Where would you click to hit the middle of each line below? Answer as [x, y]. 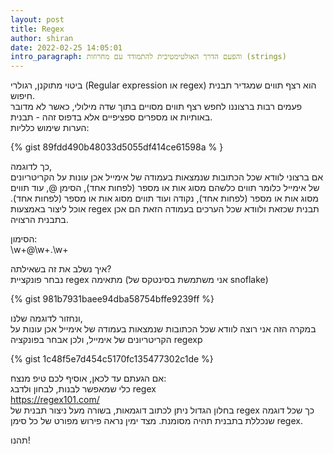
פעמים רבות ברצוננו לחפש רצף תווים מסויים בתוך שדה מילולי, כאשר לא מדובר [156, 107]
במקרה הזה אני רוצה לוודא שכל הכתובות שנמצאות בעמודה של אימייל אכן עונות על [163, 329]
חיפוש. [23, 96]
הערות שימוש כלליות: [50, 128]
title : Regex [37, 29]
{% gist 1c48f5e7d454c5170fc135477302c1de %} [112, 359]
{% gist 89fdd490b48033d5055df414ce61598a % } [117, 147]
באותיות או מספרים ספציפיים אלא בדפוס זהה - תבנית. [111, 117]
